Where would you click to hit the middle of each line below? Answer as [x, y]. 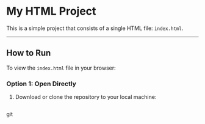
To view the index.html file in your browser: [61, 68]
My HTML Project [51, 11]
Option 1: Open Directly [41, 84]
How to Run [29, 53]
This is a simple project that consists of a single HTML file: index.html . [95, 28]
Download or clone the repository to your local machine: [86, 97]
